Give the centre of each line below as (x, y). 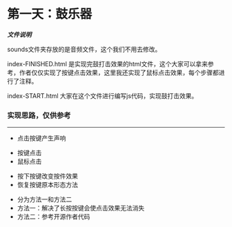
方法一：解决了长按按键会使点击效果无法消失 (81, 208)
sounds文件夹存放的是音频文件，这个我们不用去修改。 (84, 49)
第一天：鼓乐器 (50, 14)
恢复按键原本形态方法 (47, 185)
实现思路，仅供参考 (39, 115)
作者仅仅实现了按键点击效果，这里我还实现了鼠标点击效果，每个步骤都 (119, 72)
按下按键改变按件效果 (47, 176)
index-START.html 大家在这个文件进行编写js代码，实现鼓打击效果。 (103, 96)
